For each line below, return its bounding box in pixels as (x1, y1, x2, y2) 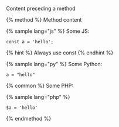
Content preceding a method (6, 5, 76, 12)
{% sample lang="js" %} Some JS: (6, 28, 90, 35)
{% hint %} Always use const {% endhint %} (6, 49, 114, 56)
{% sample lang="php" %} (6, 94, 70, 100)
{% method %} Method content (6, 16, 82, 23)
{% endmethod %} (6, 115, 52, 122)
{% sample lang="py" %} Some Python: (6, 61, 103, 67)
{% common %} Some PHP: (6, 82, 73, 89)
